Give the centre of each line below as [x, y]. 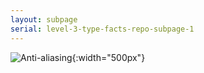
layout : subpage [44, 19]
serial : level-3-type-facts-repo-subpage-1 [102, 29]
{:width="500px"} [108, 57]
